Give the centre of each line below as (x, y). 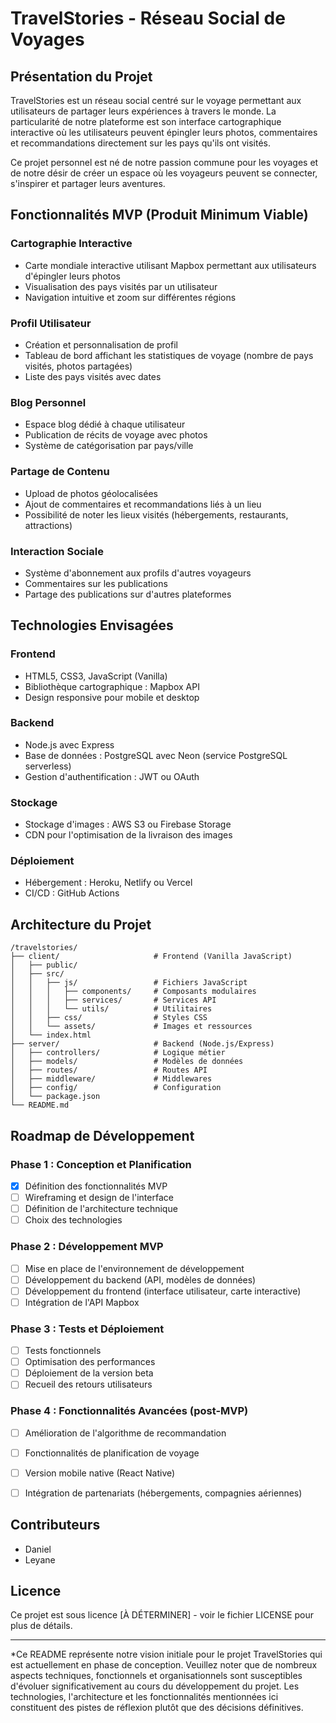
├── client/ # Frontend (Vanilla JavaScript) (151, 957)
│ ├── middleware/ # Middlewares (111, 1079)
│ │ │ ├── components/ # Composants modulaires (133, 992)
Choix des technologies (73, 1220)
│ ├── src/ (37, 974)
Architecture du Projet (81, 924)
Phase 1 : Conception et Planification (101, 1164)
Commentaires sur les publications (96, 583)
